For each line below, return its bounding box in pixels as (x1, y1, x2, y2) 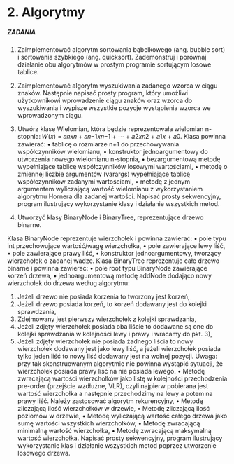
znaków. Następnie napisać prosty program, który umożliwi (17, 89, 189, 97)
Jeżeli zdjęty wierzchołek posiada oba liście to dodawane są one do (17, 322, 214, 331)
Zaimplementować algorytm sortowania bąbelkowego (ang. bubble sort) (17, 46, 226, 54)
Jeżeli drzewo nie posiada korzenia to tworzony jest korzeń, (17, 292, 190, 301)
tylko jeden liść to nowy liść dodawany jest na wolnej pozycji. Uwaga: (17, 352, 218, 361)
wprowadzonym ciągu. (17, 111, 84, 120)
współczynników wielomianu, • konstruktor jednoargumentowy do (17, 148, 208, 156)
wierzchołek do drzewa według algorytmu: (7, 279, 131, 287)
